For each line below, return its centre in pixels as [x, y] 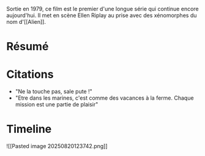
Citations [30, 74]
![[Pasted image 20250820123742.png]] [57, 146]
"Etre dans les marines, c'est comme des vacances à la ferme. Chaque [104, 98]
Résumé [28, 47]
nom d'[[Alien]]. [26, 22]
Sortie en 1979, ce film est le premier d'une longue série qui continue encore [102, 9]
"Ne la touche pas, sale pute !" [54, 92]
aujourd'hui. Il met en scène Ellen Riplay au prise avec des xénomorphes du [102, 15]
